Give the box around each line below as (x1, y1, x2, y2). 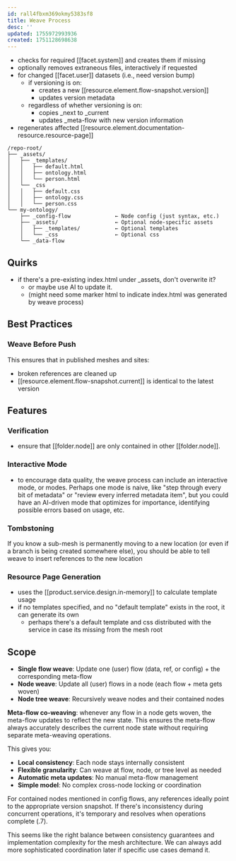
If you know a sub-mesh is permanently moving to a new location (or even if (7, 539, 229, 547)
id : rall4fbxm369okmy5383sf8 (7, 10, 93, 18)
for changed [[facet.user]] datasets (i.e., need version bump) (17, 71, 196, 80)
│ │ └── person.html (7, 176, 81, 183)
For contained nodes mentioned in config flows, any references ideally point (7, 795, 230, 803)
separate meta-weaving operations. (7, 731, 112, 740)
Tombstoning (7, 523, 54, 533)
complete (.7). (7, 817, 48, 826)
